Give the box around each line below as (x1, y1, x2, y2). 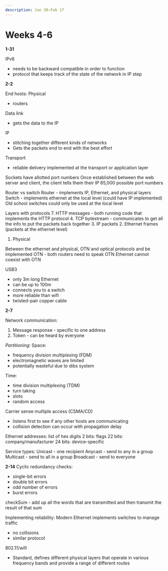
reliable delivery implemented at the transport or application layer (12, 164, 149, 170)
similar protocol (12, 535, 45, 541)
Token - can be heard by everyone (12, 332, 85, 338)
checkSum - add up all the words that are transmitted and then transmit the (5, 499, 162, 505)
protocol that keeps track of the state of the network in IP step (12, 71, 142, 77)
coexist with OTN (5, 256, 41, 262)
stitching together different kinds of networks (12, 140, 107, 146)
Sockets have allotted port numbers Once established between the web (5, 174, 154, 180)
